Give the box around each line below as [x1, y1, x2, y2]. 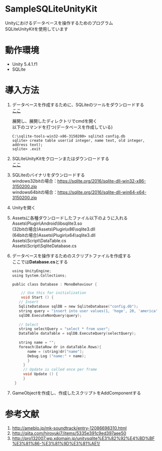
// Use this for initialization [21, 291, 86, 295]
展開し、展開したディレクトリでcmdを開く [12, 118, 97, 124]
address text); [12, 142, 43, 147]
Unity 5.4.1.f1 [12, 61, 38, 67]
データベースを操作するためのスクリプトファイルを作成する [12, 253, 131, 259]
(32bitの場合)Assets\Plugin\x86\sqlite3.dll [12, 226, 96, 232]
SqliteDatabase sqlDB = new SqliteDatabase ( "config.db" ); [18, 304, 139, 309]
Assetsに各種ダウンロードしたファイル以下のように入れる [12, 215, 128, 221]
